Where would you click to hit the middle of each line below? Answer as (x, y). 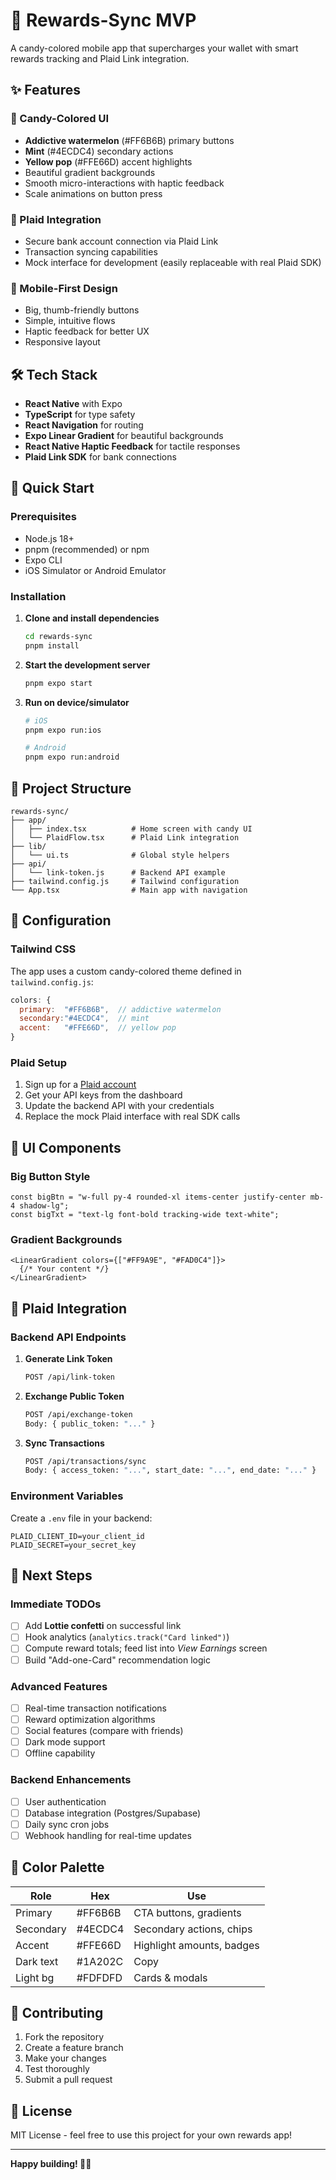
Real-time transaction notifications (95, 1708)
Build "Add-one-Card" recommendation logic (117, 1660)
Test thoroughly (57, 2069)
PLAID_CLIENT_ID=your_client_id (77, 1536)
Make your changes (65, 2058)
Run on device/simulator (77, 702)
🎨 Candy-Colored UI (60, 119)
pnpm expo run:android (72, 757)
